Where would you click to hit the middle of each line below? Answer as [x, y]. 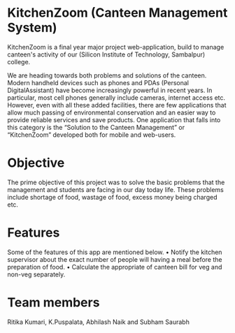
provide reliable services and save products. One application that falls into [114, 119]
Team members [54, 302]
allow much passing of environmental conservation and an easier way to [112, 112]
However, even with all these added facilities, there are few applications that [117, 105]
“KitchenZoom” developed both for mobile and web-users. [92, 135]
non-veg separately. [36, 274]
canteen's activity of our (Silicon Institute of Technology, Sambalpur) [106, 54]
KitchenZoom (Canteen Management [117, 13]
